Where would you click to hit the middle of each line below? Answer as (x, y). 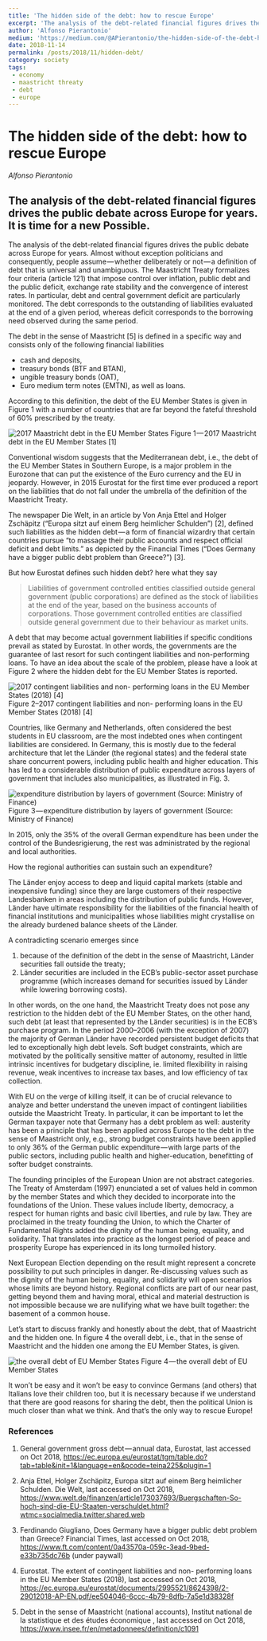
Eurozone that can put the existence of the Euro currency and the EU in (125, 474)
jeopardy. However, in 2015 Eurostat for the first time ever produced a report (133, 482)
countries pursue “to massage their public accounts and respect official (126, 540)
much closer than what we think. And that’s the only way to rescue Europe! (130, 1410)
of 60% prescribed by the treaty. (62, 418)
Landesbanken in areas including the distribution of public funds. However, (131, 899)
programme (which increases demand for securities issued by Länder (133, 981)
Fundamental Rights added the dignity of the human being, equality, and (126, 1230)
